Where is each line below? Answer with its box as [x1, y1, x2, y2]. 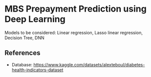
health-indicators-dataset [11, 67, 64, 73]
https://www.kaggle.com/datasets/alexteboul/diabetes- [33, 62, 145, 67]
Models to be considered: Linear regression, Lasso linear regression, [4, 30, 143, 35]
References [4, 49, 41, 57]
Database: [11, 62, 33, 67]
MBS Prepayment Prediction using [4, 3, 147, 15]
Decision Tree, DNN [4, 35, 44, 41]
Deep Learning [4, 14, 65, 25]
